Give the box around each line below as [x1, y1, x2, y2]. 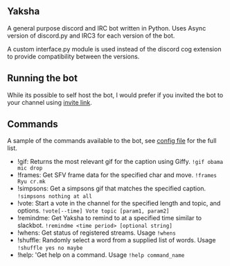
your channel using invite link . [7, 98, 92, 106]
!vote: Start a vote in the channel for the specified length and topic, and [17, 199, 221, 208]
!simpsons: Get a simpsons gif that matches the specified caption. [17, 184, 206, 193]
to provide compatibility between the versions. [7, 52, 140, 60]
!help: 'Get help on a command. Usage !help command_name [17, 251, 185, 259]
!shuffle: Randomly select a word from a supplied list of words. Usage [17, 236, 216, 244]
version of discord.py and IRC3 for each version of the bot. [7, 31, 175, 40]
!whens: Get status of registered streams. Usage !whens [17, 228, 177, 237]
